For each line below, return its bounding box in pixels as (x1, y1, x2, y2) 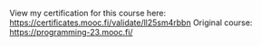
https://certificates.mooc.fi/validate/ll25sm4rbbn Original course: (9, 17, 253, 28)
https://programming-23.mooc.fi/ (9, 27, 133, 37)
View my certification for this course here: (9, 8, 167, 18)
